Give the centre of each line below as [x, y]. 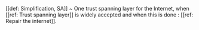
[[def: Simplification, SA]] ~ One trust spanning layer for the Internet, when [97, 9]
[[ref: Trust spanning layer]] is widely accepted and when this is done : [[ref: [99, 15]
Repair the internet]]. [31, 21]
